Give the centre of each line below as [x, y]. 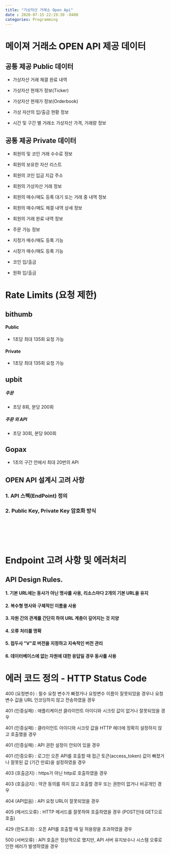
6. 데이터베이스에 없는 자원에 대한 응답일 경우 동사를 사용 [61, 656]
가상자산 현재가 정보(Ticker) [41, 91]
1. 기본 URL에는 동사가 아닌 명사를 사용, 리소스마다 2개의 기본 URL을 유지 [77, 593]
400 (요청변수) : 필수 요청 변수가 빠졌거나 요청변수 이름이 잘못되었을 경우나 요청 [84, 693]
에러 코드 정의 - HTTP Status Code [76, 679]
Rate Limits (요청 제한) [51, 295]
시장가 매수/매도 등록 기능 [38, 251]
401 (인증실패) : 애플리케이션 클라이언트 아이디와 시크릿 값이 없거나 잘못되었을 [83, 711]
